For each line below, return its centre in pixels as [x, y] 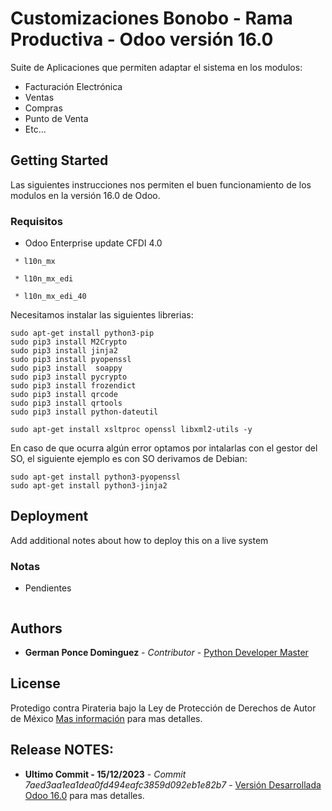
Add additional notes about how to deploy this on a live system [139, 540]
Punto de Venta [56, 118]
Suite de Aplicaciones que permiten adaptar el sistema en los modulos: [156, 67]
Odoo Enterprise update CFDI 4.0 [93, 243]
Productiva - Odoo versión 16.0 [142, 39]
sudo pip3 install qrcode [64, 395]
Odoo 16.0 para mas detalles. [84, 795]
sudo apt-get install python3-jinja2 [89, 486]
